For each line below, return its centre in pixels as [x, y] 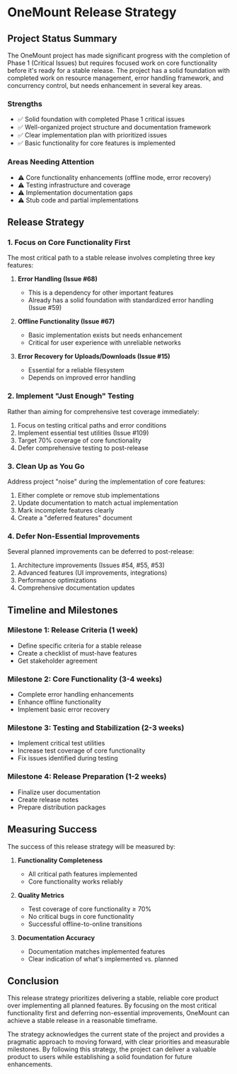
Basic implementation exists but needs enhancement [105, 335]
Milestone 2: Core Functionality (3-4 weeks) [85, 679]
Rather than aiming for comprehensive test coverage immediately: [103, 411]
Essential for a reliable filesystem [76, 370]
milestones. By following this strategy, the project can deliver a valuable [112, 1049]
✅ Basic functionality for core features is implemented [96, 143]
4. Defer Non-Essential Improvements [74, 536]
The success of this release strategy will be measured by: [91, 846]
